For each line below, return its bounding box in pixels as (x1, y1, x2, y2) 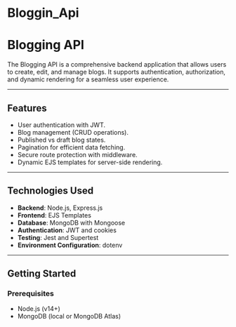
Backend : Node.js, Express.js (17, 203, 103, 212)
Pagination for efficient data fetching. (17, 142, 126, 152)
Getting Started (7, 268, 77, 280)
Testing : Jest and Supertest (17, 233, 99, 241)
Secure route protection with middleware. (17, 150, 138, 159)
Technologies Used (7, 185, 93, 197)
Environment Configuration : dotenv (17, 241, 123, 249)
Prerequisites (7, 289, 54, 299)
